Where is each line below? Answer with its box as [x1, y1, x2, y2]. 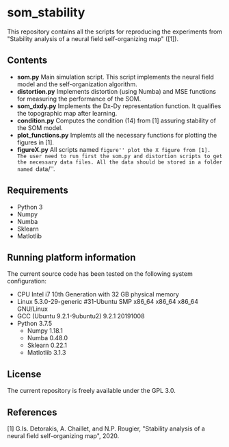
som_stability [7, 5, 85, 21]
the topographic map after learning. [16, 109, 118, 117]
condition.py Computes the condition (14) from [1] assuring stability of [16, 116, 217, 125]
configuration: [7, 277, 46, 285]
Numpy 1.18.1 [27, 327, 63, 335]
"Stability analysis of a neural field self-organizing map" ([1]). [7, 34, 179, 42]
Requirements [7, 185, 68, 196]
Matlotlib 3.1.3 [27, 348, 66, 357]
